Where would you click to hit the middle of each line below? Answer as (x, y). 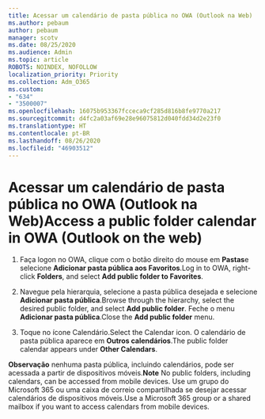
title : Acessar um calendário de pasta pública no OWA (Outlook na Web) (131, 15)
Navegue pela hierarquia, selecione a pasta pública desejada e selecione (138, 292)
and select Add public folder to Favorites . (135, 276)
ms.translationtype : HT (47, 126)
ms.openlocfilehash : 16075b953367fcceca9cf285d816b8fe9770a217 (115, 112)
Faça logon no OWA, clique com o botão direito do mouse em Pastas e (134, 260)
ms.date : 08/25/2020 (42, 45)
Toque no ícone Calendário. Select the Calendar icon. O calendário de (132, 333)
